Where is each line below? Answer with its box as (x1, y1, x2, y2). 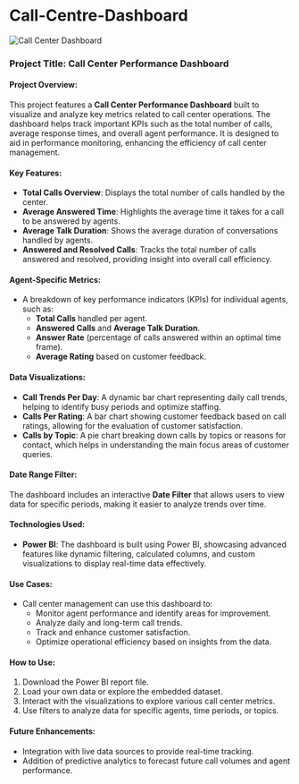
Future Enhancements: (9, 726, 96, 737)
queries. (21, 448, 54, 459)
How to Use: (9, 657, 56, 668)
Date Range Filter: (9, 469, 78, 480)
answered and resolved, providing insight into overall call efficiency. (21, 254, 272, 265)
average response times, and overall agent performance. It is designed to (9, 128, 279, 139)
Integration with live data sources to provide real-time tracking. (21, 746, 254, 756)
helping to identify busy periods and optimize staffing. (21, 401, 221, 412)
